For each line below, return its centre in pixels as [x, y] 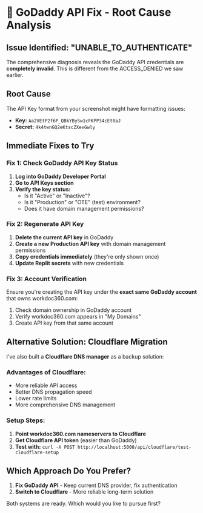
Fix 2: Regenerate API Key [45, 224]
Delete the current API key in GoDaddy [64, 237]
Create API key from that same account [64, 323]
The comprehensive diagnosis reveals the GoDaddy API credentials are [95, 62]
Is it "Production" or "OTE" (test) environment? [82, 202]
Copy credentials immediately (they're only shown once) [87, 256]
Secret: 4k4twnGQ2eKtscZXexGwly [55, 127]
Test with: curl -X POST [45, 446]
